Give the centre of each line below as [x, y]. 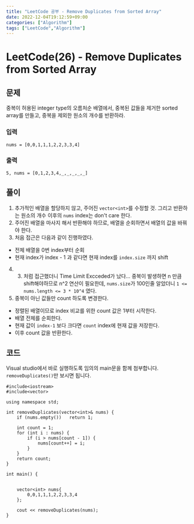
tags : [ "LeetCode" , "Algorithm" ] [46, 28]
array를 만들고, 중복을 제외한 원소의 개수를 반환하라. [66, 115]
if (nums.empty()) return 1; [55, 418]
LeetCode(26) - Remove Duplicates [94, 57]
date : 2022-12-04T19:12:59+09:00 [47, 17]
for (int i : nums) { [43, 433]
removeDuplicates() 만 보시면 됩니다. [48, 376]
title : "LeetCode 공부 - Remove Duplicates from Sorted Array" [84, 11]
